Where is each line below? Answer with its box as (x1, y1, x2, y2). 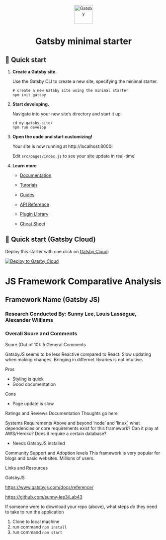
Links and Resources (5, 465, 48, 471)
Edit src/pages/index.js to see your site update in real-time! (12, 153, 136, 159)
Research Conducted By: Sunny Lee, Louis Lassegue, (5, 310, 137, 317)
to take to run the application (5, 509, 64, 515)
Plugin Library (19, 211, 49, 217)
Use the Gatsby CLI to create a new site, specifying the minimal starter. (12, 78, 158, 84)
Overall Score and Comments (5, 330, 78, 337)
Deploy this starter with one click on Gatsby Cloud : (5, 248, 109, 254)
